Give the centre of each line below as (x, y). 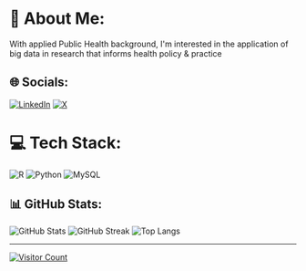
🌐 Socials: (39, 83)
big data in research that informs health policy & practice (116, 53)
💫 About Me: (57, 19)
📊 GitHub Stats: (56, 204)
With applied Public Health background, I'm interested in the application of (149, 44)
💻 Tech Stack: (66, 143)
